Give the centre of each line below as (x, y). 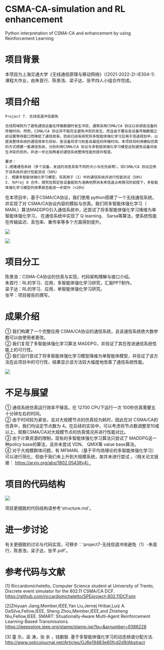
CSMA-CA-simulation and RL (65, 9)
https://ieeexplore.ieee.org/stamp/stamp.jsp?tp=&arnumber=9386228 (76, 627)
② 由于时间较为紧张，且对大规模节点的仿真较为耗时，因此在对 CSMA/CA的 (82, 420)
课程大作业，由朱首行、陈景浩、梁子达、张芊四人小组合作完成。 (69, 80)
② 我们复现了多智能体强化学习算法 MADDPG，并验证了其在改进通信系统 (79, 343)
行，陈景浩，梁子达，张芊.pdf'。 (38, 550)
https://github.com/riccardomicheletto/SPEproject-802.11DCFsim (70, 596)
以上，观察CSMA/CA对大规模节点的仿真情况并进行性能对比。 (67, 432)
